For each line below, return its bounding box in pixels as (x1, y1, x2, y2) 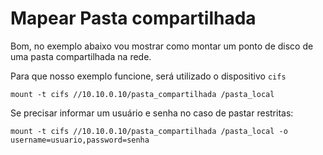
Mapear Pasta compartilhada (10, 7, 257, 30)
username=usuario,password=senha (10, 135, 150, 145)
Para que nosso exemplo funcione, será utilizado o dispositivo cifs (10, 70, 287, 82)
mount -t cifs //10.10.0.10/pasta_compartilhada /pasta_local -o (10, 126, 288, 136)
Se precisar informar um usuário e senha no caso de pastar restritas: (10, 107, 294, 119)
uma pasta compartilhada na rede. (10, 50, 152, 62)
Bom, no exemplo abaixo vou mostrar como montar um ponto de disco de (10, 40, 314, 52)
